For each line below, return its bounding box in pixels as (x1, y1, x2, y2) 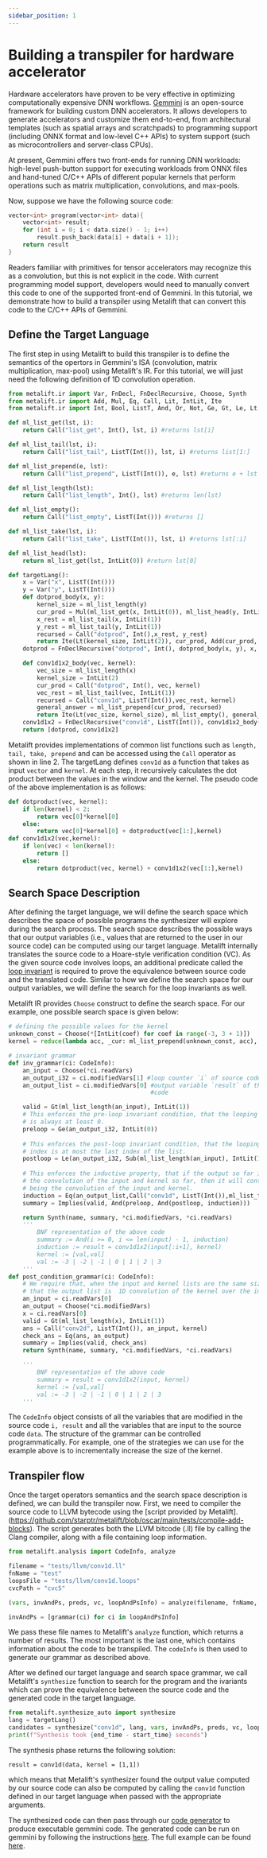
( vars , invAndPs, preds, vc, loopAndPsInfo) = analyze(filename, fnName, (8, 1599, 258, 1607)
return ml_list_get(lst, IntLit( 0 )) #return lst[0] (22, 557, 197, 564)
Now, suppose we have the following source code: (8, 196, 173, 205)
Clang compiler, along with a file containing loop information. (8, 1532, 207, 1542)
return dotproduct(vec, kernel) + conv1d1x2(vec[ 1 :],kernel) (37, 864, 244, 872)
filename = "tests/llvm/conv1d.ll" (8, 1562, 126, 1570)
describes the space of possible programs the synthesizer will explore (8, 916, 238, 925)
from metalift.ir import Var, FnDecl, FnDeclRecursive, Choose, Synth (8, 390, 247, 398)
